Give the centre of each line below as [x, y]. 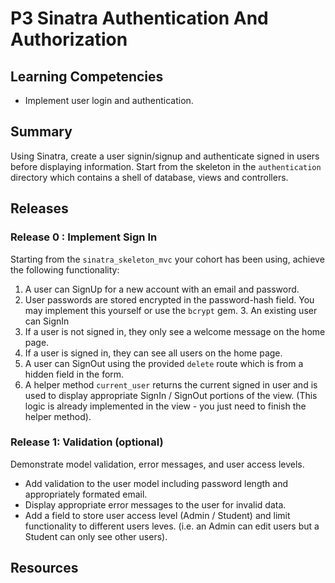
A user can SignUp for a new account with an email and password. [162, 289]
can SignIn [47, 321]
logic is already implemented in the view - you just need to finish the [165, 406]
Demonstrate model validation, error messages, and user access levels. [157, 464]
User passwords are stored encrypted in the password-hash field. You [169, 299]
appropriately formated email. [86, 494]
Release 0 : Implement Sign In [84, 237]
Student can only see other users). [96, 536]
